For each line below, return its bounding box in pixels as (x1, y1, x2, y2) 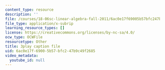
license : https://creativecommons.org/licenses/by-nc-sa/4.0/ (5, 30, 135, 35)
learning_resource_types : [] (5, 26, 65, 31)
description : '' (5, 12, 38, 17)
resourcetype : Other (5, 39, 48, 44)
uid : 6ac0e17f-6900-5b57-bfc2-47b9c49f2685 (5, 48, 96, 53)
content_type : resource (5, 7, 54, 12)
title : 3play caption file (5, 44, 60, 49)
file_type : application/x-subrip (5, 21, 74, 26)
